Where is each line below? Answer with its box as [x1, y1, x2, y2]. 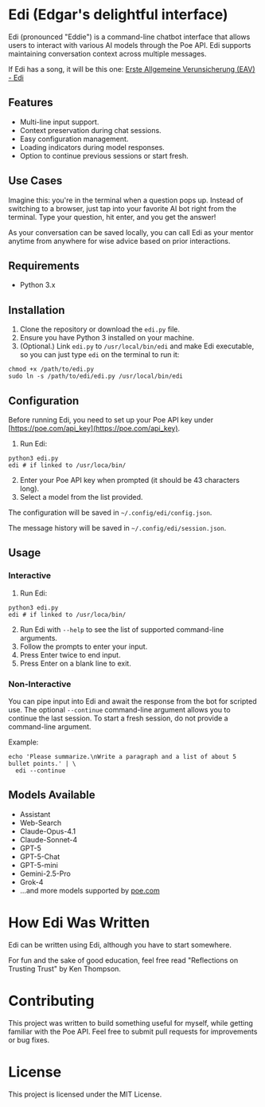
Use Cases [8, 174, 63, 188]
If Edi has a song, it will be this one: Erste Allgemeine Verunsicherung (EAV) [8, 64, 256, 73]
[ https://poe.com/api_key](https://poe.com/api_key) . [8, 424, 181, 433]
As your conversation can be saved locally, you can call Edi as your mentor [8, 227, 254, 237]
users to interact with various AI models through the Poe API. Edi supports [8, 40, 251, 49]
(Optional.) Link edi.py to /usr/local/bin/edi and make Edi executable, [19, 341, 255, 351]
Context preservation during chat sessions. [19, 125, 162, 135]
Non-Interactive [8, 678, 72, 689]
